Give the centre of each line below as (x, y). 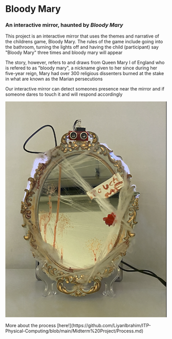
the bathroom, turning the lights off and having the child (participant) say (82, 47)
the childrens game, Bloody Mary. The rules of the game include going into (84, 42)
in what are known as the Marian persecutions (54, 79)
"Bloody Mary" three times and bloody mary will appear (64, 52)
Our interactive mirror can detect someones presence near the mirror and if (85, 89)
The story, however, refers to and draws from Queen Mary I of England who (85, 63)
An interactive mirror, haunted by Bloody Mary (64, 25)
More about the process (31, 325)
